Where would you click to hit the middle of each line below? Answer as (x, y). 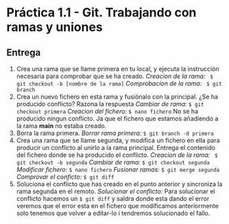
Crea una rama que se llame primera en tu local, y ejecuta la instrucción (118, 69)
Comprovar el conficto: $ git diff (65, 177)
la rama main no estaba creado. (61, 126)
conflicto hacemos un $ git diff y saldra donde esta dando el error (113, 199)
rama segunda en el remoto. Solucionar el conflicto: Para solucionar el (116, 191)
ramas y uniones (55, 27)
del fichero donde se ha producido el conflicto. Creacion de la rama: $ (117, 155)
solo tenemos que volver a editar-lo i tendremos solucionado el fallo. (113, 213)
